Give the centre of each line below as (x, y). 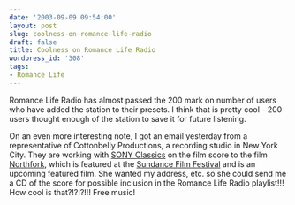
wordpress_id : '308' (47, 58)
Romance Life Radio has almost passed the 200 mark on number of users (143, 100)
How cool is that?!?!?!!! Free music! (72, 192)
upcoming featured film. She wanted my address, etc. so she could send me (148, 173)
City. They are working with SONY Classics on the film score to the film (138, 155)
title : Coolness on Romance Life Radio (83, 50)
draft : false (33, 42)
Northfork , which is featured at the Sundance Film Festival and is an (132, 163)
